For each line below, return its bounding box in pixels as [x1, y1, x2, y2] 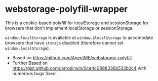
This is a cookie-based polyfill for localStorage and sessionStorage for [5, 20, 149, 26]
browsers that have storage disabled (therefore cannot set [5, 40, 124, 45]
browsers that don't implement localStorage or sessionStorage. [5, 25, 134, 31]
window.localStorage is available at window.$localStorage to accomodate [5, 35, 153, 40]
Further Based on [12, 60, 48, 66]
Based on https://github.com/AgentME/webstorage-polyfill [12, 54, 132, 60]
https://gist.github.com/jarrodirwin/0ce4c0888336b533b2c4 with [12, 65, 147, 71]
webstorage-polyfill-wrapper [5, 3, 128, 15]
